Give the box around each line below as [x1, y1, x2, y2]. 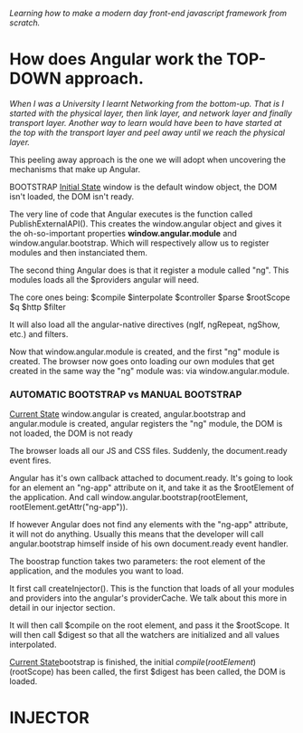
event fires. [9, 455, 52, 466]
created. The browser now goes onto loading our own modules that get [9, 355, 275, 366]
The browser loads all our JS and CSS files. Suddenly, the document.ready [9, 446, 288, 457]
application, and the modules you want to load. [9, 565, 184, 576]
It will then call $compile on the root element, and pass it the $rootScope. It [9, 620, 289, 631]
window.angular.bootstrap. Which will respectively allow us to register [9, 237, 270, 248]
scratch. [9, 17, 41, 28]
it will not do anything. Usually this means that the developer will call [9, 529, 264, 540]
